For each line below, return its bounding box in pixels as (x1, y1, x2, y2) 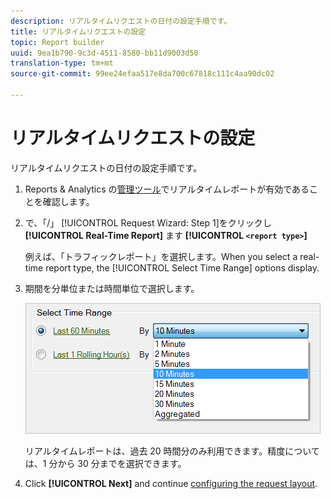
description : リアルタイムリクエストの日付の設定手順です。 (10, 16, 232, 26)
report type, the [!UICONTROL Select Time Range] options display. (45, 261, 320, 274)
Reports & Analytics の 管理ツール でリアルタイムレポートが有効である (24, 183, 310, 195)
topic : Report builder (10, 37, 105, 47)
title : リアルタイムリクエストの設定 (10, 26, 147, 37)
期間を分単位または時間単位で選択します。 (24, 282, 200, 294)
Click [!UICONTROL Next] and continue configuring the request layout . (24, 477, 318, 489)
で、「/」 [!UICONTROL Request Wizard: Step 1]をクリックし (24, 216, 272, 229)
